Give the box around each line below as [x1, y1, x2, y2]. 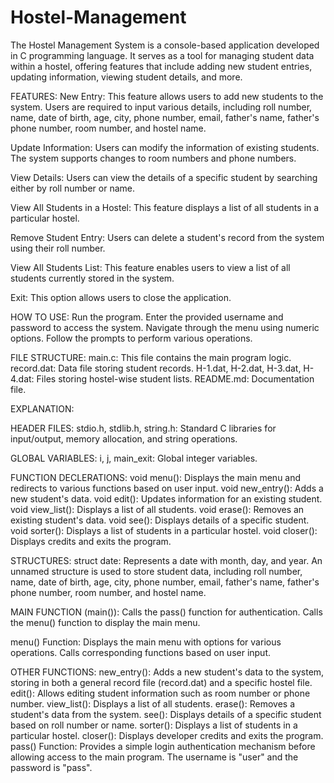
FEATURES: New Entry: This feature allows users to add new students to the [10, 90, 324, 102]
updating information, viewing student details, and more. [10, 71, 243, 83]
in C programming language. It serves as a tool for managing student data [10, 49, 315, 61]
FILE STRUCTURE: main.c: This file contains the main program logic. [10, 351, 292, 363]
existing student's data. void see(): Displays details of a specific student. [10, 514, 310, 526]
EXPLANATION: [10, 402, 75, 415]
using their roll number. [10, 242, 106, 254]
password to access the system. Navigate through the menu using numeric [10, 321, 320, 333]
